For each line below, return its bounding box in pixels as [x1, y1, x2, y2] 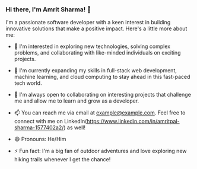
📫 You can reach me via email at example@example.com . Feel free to [14, 109, 186, 116]
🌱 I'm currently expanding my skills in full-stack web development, [14, 67, 177, 74]
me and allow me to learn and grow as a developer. [14, 97, 139, 104]
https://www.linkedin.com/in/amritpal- [86, 118, 180, 125]
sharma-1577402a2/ [14, 124, 64, 131]
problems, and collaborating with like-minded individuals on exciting [14, 49, 181, 56]
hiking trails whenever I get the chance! [14, 156, 111, 163]
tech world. [14, 79, 42, 87]
